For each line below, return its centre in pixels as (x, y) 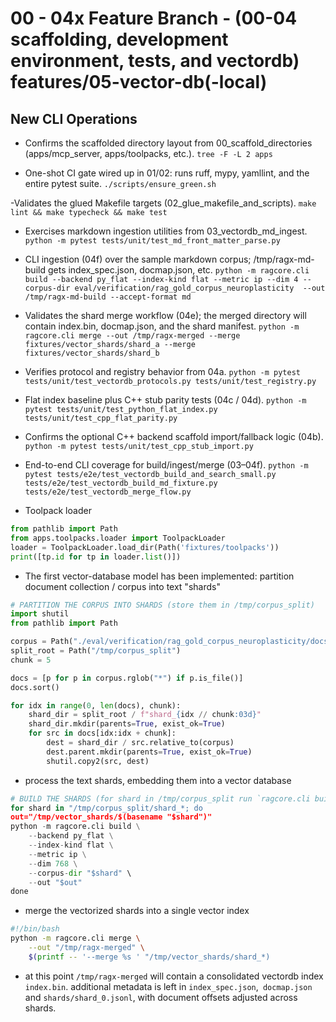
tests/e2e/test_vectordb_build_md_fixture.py (121, 483)
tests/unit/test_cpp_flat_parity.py (101, 418)
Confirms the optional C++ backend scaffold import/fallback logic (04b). (174, 436)
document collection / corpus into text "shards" (122, 586)
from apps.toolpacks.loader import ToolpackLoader (118, 538)
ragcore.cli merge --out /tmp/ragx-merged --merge (132, 336)
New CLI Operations (74, 118)
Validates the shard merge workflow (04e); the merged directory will (165, 315)
